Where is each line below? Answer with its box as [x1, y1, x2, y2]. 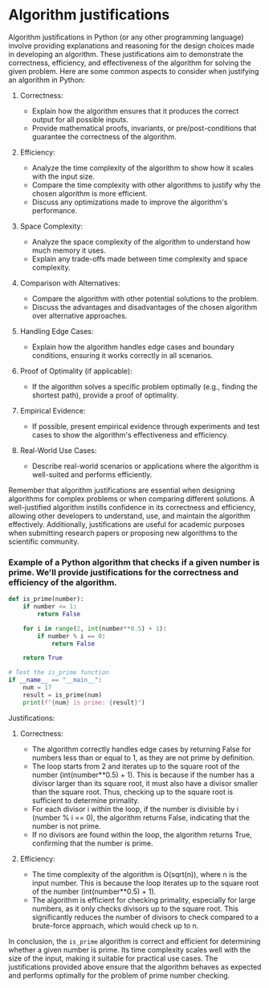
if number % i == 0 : [37, 632, 106, 640]
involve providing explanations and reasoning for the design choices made [8, 40, 255, 50]
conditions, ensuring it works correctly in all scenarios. [31, 350, 214, 360]
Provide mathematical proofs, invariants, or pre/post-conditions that [31, 123, 257, 133]
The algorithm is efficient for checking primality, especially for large [31, 895, 256, 904]
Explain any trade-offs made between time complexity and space [31, 253, 248, 263]
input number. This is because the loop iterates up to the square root [31, 878, 259, 887]
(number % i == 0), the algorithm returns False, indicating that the [31, 813, 251, 822]
